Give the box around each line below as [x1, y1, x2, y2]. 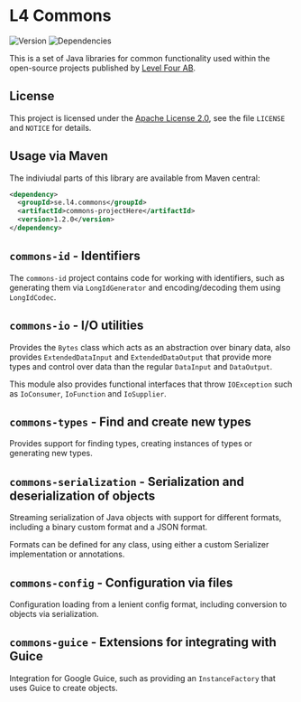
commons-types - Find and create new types [9, 414, 251, 429]
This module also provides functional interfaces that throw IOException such [9, 379, 293, 389]
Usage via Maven [9, 148, 108, 164]
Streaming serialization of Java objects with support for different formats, [9, 512, 282, 523]
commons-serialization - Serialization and [9, 473, 245, 489]
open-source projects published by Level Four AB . [9, 62, 196, 73]
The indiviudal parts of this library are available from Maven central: [9, 173, 260, 183]
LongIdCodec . [9, 291, 57, 303]
